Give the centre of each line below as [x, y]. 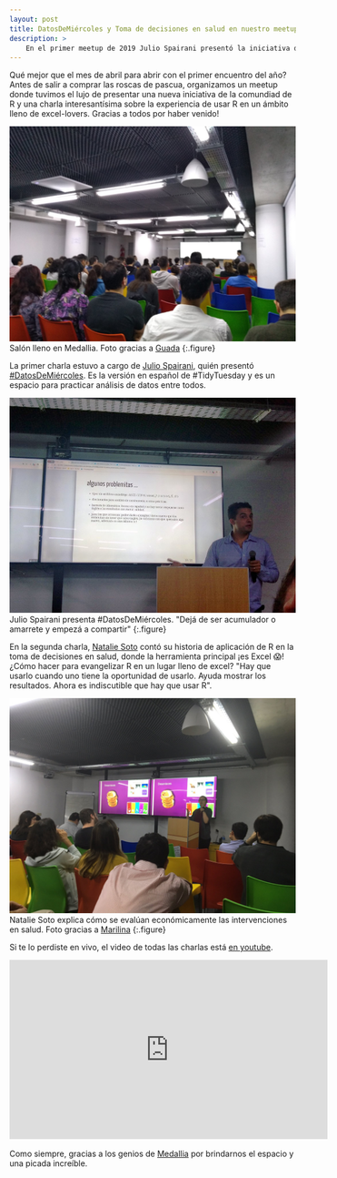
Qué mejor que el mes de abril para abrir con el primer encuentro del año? [148, 75]
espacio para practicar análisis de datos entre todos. [108, 385]
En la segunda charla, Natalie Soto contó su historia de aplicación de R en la [152, 647]
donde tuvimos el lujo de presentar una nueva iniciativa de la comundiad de [151, 95]
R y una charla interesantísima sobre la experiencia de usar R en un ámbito [149, 104]
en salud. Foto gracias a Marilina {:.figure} [88, 929]
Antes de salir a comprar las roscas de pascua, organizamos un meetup [144, 85]
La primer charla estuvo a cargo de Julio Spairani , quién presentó [132, 366]
